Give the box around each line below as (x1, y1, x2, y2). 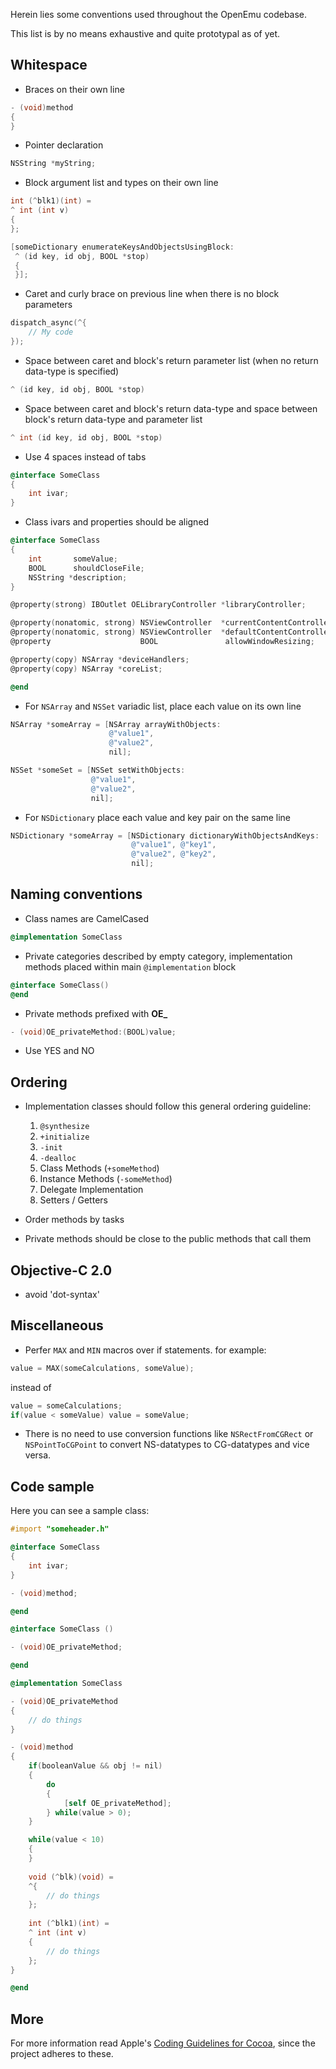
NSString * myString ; (10, 159, 97, 169)
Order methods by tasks (24, 1214, 125, 1226)
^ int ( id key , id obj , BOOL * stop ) (10, 432, 163, 443)
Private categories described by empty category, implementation (24, 950, 293, 962)
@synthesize (39, 1122, 90, 1132)
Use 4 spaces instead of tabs (24, 450, 147, 463)
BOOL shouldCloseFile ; (28, 563, 145, 573)
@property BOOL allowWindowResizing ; (10, 637, 315, 647)
